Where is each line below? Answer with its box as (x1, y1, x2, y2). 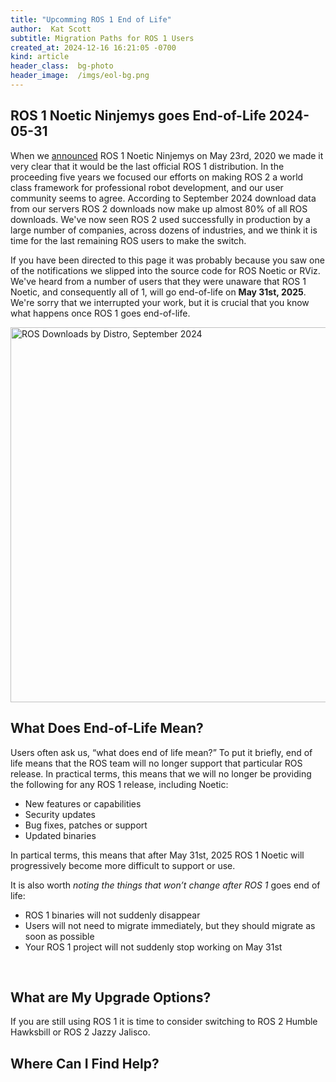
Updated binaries (24, 829, 97, 841)
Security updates (24, 808, 96, 820)
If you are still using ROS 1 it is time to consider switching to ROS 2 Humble (10, 1016, 318, 1028)
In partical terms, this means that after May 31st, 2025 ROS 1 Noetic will (10, 849, 305, 861)
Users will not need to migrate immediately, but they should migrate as (24, 919, 316, 931)
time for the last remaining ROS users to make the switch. (10, 234, 247, 246)
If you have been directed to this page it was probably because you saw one (10, 254, 325, 266)
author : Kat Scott (10, 24, 92, 34)
